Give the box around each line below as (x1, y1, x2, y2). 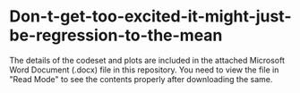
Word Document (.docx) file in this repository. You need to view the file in (9, 64, 279, 75)
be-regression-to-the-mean (9, 25, 223, 46)
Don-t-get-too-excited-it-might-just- (9, 6, 292, 27)
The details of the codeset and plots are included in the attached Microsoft (9, 55, 285, 65)
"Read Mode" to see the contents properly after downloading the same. (9, 73, 273, 84)
